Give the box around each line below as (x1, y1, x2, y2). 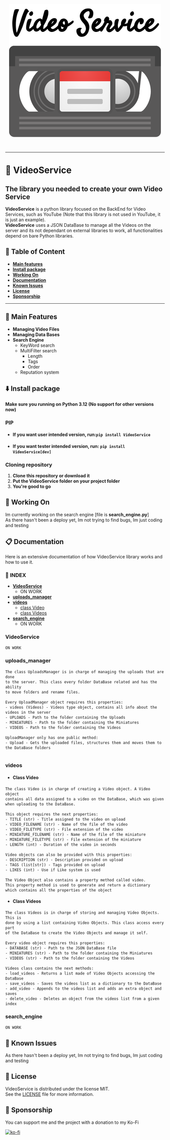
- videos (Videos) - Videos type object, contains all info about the (5, 705, 157, 710)
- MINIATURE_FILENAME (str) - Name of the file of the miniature (5, 832, 146, 837)
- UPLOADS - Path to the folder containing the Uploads (5, 715, 125, 720)
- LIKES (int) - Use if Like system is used (5, 867, 101, 872)
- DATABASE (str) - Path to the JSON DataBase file (5, 946, 116, 951)
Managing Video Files (12, 326, 60, 332)
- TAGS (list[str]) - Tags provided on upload (5, 862, 105, 867)
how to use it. (5, 559, 34, 565)
